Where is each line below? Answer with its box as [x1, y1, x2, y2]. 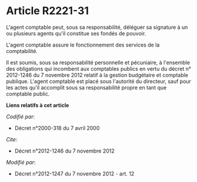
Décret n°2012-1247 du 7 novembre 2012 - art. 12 [14, 170, 135, 177]
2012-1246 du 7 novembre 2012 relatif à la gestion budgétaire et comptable [6, 71, 189, 78]
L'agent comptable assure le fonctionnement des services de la [6, 41, 160, 48]
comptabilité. [6, 47, 38, 54]
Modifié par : [6, 158, 36, 166]
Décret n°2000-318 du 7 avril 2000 [14, 124, 100, 131]
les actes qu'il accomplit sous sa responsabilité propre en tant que [6, 84, 167, 91]
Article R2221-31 [6, 4, 89, 18]
